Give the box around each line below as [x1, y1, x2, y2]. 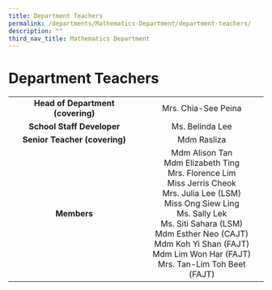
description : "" [8, 27, 63, 35]
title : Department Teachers [8, 11, 104, 20]
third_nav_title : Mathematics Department [8, 34, 151, 43]
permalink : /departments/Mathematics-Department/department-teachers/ [8, 19, 252, 28]
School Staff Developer [28, 121, 120, 132]
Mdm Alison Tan [171, 147, 233, 159]
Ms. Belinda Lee [171, 121, 232, 132]
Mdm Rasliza [177, 134, 227, 146]
